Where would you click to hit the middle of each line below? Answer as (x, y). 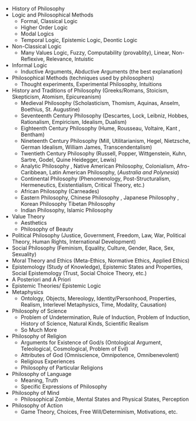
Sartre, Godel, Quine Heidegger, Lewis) (69, 160)
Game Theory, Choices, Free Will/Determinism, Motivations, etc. (99, 412)
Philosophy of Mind (35, 393)
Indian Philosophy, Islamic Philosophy (67, 210)
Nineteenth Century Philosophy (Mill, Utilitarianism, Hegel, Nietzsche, (105, 141)
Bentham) (33, 135)
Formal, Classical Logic (49, 21)
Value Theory (28, 216)
